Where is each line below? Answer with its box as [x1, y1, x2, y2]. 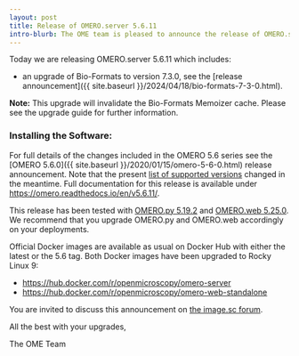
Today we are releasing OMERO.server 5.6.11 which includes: [9, 54, 231, 65]
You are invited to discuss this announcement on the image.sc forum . [9, 303, 263, 314]
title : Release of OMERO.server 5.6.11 [9, 21, 158, 30]
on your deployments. [9, 223, 90, 234]
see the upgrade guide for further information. [9, 108, 179, 118]
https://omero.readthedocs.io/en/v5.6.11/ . [9, 188, 160, 198]
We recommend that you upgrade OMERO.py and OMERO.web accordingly [9, 214, 284, 225]
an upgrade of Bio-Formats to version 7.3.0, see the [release [21, 71, 243, 82]
